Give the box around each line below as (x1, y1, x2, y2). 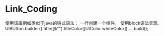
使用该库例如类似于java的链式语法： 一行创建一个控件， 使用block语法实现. (5, 20, 159, 26)
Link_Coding (5, 3, 58, 15)
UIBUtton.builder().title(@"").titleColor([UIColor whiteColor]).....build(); (5, 25, 149, 31)
